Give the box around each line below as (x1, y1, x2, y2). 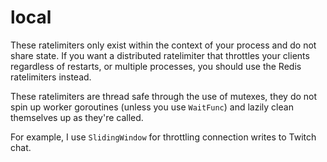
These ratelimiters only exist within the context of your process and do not (10, 39, 317, 51)
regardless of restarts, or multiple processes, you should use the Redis (10, 60, 302, 72)
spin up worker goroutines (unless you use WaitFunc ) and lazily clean (10, 101, 294, 113)
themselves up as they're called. (10, 111, 144, 123)
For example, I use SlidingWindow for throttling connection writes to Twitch (10, 131, 317, 143)
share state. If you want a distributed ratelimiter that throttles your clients (10, 49, 310, 61)
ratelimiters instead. (10, 71, 92, 83)
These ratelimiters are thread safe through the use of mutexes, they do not (10, 90, 318, 102)
